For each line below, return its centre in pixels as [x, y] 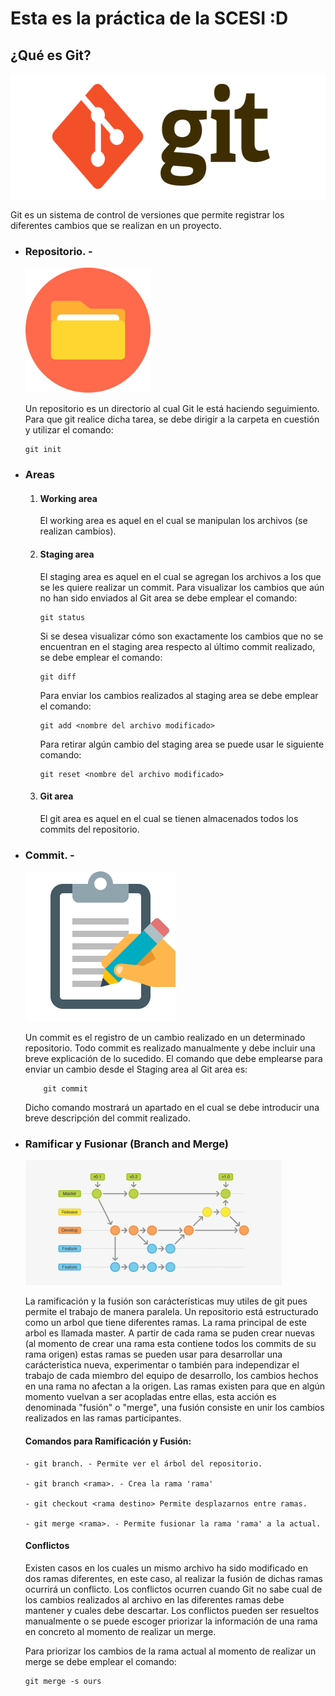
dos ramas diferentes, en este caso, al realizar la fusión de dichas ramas [173, 1578]
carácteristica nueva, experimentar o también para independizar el [162, 1365]
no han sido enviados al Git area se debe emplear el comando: [168, 598]
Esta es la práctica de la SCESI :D [149, 18]
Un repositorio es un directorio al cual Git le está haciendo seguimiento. [172, 409]
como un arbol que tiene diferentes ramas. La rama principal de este [165, 1323]
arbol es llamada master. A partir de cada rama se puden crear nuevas [169, 1333]
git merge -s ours [63, 1681]
